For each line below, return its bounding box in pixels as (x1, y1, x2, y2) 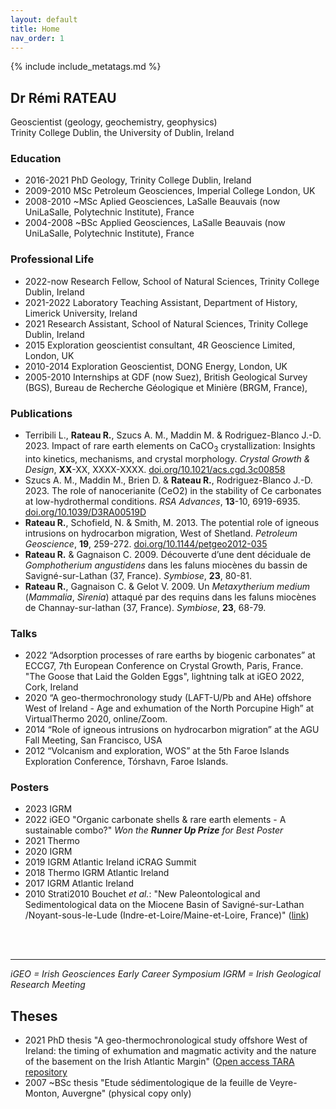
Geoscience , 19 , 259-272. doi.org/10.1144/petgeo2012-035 (24, 537, 268, 550)
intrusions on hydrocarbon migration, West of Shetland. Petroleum (24, 527, 298, 539)
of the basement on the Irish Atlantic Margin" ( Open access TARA (24, 1056, 295, 1068)
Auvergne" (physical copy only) (61, 1087, 192, 1100)
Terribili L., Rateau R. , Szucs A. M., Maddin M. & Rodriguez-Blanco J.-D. (24, 429, 322, 441)
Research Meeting (10, 979, 86, 991)
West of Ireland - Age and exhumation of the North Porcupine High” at (24, 702, 315, 715)
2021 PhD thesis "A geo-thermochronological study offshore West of (24, 1034, 308, 1046)
